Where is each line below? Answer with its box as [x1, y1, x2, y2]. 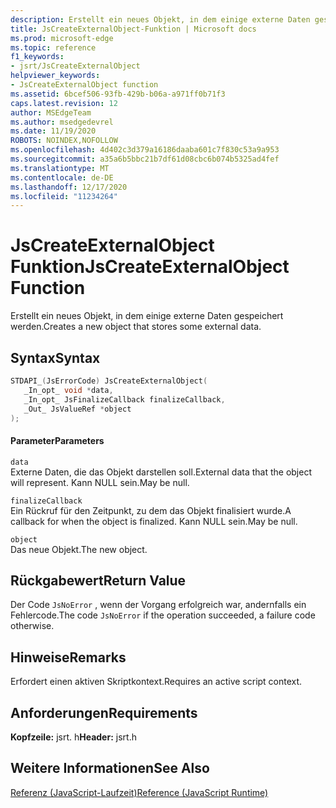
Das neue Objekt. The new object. [10, 543, 148, 555]
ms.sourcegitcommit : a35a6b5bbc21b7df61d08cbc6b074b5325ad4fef [10, 154, 280, 164]
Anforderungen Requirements [10, 704, 198, 721]
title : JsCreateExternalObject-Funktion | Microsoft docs [10, 24, 257, 34]
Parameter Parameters [10, 434, 105, 446]
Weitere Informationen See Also [10, 760, 210, 777]
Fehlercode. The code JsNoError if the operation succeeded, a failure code [10, 609, 316, 621]
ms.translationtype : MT [10, 163, 110, 173]
